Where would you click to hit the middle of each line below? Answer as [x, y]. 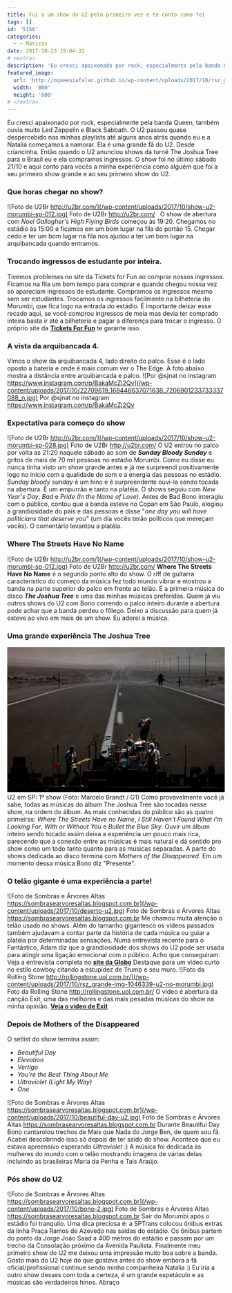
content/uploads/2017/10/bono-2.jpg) [60, 1209]
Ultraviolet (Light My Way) [55, 1082]
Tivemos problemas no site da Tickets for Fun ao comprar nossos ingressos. [116, 276]
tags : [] [20, 22]
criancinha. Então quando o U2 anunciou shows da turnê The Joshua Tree [113, 152]
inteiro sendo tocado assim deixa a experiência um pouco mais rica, [104, 833]
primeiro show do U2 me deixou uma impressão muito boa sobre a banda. [112, 1253]
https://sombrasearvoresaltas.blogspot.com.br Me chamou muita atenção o [115, 918]
